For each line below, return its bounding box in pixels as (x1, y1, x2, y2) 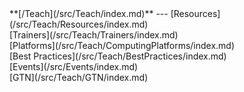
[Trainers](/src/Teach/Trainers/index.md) (9, 29, 179, 41)
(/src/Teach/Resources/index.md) (9, 18, 149, 30)
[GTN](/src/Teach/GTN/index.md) (9, 72, 149, 83)
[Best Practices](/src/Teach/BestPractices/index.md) (9, 50, 227, 62)
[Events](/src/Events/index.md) (9, 61, 139, 72)
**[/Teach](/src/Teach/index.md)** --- (9, 8, 169, 19)
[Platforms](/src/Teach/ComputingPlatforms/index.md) (9, 40, 236, 51)
